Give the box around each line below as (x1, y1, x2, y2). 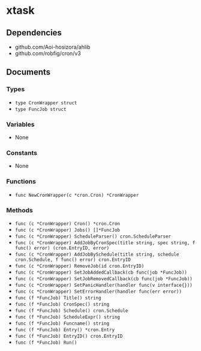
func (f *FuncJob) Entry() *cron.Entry (14, 326, 115, 333)
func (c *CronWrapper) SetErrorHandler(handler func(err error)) (14, 289, 182, 295)
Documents (6, 67, 51, 77)
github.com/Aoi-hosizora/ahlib (14, 43, 91, 50)
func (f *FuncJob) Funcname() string (14, 320, 110, 326)
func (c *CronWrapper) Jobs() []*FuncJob (14, 227, 120, 233)
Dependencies (6, 28, 62, 38)
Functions (6, 178, 36, 186)
